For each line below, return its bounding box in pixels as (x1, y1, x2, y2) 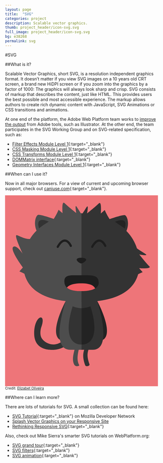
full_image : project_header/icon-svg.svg (5, 30, 90, 34)
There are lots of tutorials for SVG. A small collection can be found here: (5, 403, 149, 410)
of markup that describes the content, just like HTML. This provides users (5, 91, 152, 97)
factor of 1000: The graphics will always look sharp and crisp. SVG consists (5, 86, 156, 92)
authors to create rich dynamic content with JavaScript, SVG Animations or (5, 101, 155, 107)
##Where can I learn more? (5, 394, 60, 400)
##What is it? (5, 61, 32, 67)
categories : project (5, 16, 47, 21)
